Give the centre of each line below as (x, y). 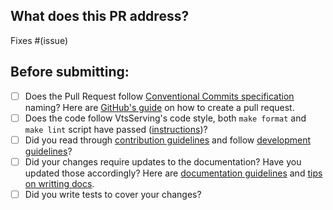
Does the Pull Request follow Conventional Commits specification (159, 96)
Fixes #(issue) (39, 40)
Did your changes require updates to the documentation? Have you (163, 161)
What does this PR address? (100, 16)
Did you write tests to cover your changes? (113, 194)
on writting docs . (59, 183)
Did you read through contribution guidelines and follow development (168, 140)
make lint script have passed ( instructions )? (116, 129)
